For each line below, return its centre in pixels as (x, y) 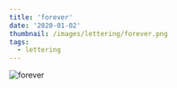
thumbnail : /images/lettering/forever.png (88, 33)
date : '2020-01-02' (45, 26)
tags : (19, 42)
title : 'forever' (41, 17)
